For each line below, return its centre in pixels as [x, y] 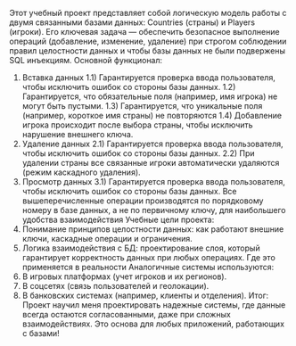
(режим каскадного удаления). [81, 172]
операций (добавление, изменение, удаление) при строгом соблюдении [148, 41]
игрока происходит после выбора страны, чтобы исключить [137, 125]
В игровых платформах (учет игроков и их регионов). [124, 276]
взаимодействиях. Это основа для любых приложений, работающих [153, 324]
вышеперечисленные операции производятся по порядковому [143, 201]
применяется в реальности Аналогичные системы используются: [148, 267]
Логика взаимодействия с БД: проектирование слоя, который [141, 248]
